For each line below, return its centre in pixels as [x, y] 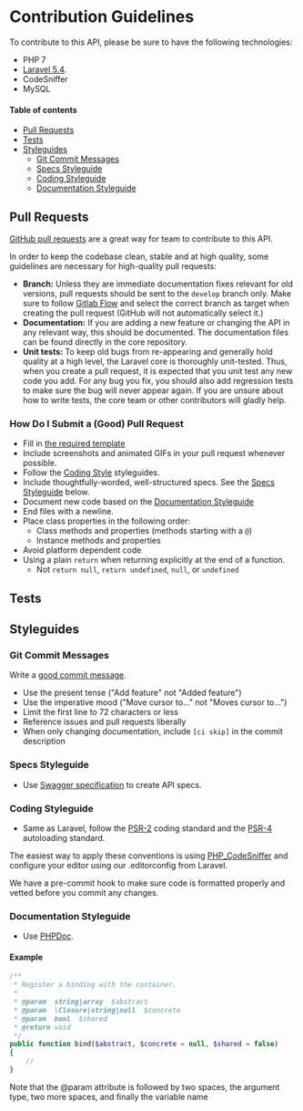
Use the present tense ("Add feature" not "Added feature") [132, 693]
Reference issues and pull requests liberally [104, 722]
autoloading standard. [64, 837]
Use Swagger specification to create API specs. [112, 784]
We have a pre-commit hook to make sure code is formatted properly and [147, 883]
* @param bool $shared [60, 1019]
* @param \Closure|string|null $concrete [97, 1010]
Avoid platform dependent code [82, 550]
